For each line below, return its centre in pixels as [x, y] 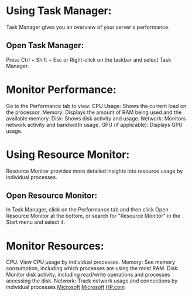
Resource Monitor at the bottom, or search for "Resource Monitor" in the [93, 216]
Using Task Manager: [59, 11]
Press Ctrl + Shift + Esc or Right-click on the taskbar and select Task [89, 59]
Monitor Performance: [61, 90]
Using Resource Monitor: [68, 154]
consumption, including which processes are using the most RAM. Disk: [92, 268]
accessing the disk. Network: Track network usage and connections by [92, 281]
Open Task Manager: [45, 46]
